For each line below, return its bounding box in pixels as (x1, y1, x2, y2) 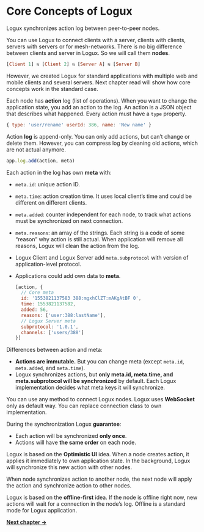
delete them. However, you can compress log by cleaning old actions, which (6, 139, 199, 147)
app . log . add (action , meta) (6, 158, 75, 164)
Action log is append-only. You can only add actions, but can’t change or (6, 133, 191, 140)
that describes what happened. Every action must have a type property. (6, 110, 187, 117)
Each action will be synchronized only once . (15, 432, 127, 440)
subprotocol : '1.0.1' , (21, 324, 79, 330)
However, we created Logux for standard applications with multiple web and (6, 72, 198, 79)
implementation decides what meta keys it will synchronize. (15, 384, 166, 392)
